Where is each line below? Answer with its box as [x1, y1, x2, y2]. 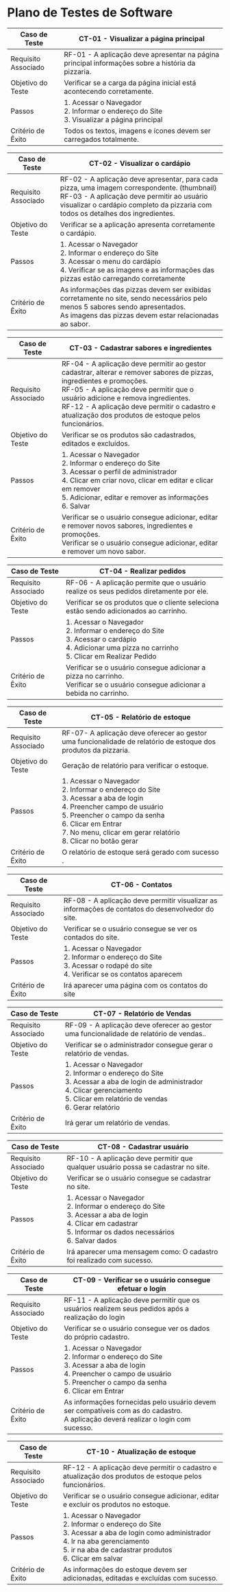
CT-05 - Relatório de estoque [90, 712, 191, 722]
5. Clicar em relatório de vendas [64, 1094, 168, 1103]
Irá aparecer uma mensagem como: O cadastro [66, 1247, 218, 1256]
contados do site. [64, 932, 120, 942]
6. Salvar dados [66, 1236, 118, 1245]
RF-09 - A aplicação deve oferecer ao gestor [64, 1020, 212, 1029]
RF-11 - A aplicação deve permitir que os [64, 1295, 200, 1305]
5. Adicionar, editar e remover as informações [61, 492, 209, 502]
